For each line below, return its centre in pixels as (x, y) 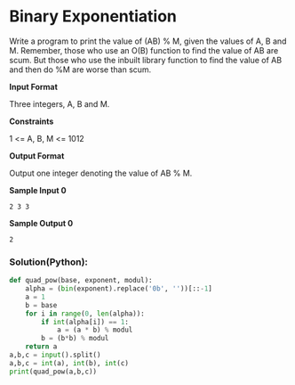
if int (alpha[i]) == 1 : (85, 322)
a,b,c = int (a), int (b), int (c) (69, 363)
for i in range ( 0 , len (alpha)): (85, 314)
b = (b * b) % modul (75, 339)
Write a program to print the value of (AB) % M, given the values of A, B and (148, 41)
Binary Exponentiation (93, 16)
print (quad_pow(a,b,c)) (53, 372)
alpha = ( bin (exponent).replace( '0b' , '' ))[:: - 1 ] (119, 289)
